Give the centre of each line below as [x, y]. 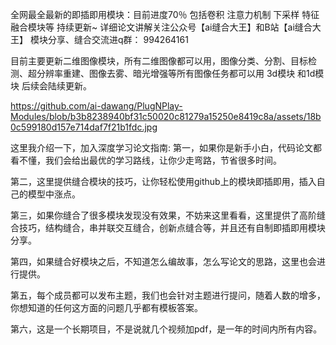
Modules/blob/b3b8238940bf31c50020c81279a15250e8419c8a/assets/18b [166, 116]
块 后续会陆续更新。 [51, 86]
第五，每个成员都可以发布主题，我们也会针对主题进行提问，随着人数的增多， [168, 295]
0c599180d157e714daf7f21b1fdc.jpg [84, 127]
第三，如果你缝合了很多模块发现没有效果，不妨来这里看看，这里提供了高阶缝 [168, 215]
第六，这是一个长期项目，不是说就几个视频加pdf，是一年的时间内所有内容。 [166, 329]
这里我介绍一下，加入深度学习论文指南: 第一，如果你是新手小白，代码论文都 [166, 147]
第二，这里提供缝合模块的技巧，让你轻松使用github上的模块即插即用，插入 [163, 181]
